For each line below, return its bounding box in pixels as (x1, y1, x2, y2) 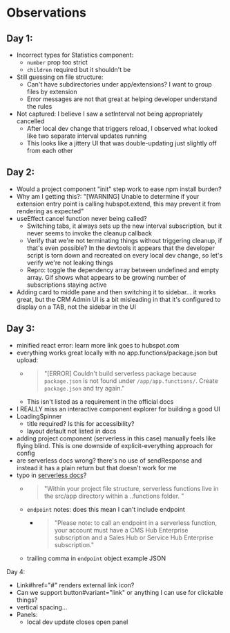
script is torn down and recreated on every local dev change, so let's (26, 251, 223, 259)
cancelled (16, 117, 45, 125)
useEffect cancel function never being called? (16, 214, 147, 222)
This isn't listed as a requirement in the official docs (26, 397, 174, 406)
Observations (6, 5, 87, 21)
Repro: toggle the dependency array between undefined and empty (26, 265, 219, 274)
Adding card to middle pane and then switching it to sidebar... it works (16, 287, 216, 296)
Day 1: (6, 33, 33, 44)
